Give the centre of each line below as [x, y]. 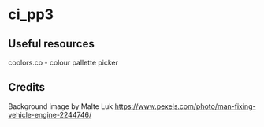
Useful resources [51, 44]
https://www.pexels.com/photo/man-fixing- [185, 106]
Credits [27, 87]
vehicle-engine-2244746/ [50, 114]
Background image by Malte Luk [61, 106]
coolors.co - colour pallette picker [63, 62]
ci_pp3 [31, 15]
